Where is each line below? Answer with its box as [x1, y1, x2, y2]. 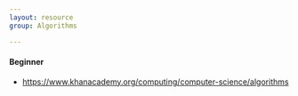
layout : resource [9, 12, 74, 22]
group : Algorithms [9, 21, 77, 30]
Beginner [9, 57, 44, 68]
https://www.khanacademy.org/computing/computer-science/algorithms [21, 76, 289, 87]
